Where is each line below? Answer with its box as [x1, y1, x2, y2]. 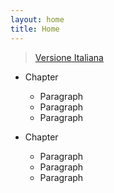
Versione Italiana [34, 51, 104, 63]
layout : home [10, 14, 65, 25]
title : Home [10, 24, 60, 34]
